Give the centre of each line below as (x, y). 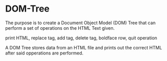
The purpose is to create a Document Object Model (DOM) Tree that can (80, 23)
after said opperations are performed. (44, 53)
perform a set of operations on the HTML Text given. (60, 28)
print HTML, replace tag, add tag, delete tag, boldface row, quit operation (81, 38)
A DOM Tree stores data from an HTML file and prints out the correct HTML (84, 47)
